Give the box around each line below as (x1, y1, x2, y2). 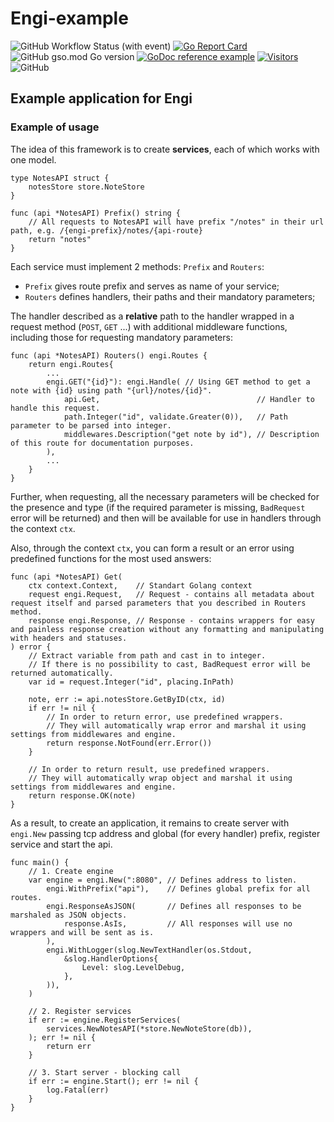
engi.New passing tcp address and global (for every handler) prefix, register (10, 827, 321, 839)
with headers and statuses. (10, 633, 128, 643)
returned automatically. (10, 668, 114, 678)
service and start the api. (10, 838, 113, 850)
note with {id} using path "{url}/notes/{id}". (10, 385, 213, 396)
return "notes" (28, 234, 92, 244)
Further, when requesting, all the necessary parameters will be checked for (10, 490, 320, 502)
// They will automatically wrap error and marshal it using (46, 720, 307, 731)
